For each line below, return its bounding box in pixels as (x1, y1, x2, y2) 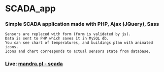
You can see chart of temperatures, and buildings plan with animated (5, 40, 153, 45)
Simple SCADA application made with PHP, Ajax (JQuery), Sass (5, 21, 159, 28)
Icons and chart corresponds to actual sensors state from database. (5, 49, 151, 54)
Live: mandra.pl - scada (5, 60, 63, 67)
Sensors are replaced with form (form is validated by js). (5, 32, 131, 37)
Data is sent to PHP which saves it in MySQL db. (5, 36, 109, 41)
